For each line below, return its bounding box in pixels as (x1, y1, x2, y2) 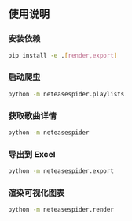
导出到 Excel (8, 148, 56, 159)
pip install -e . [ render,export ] (8, 51, 118, 59)
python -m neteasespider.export (8, 167, 114, 175)
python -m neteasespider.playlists (8, 90, 125, 98)
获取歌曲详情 (8, 110, 57, 121)
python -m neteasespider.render (8, 206, 114, 214)
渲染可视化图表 (8, 188, 65, 198)
